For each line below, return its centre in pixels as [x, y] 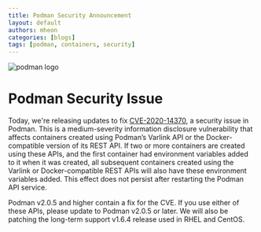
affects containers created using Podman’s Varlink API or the [106, 138]
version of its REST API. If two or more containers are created [145, 145]
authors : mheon [33, 30]
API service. [28, 188]
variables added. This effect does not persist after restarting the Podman [126, 179]
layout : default [35, 23]
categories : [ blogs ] [42, 37]
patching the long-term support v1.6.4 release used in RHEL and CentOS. [127, 219]
